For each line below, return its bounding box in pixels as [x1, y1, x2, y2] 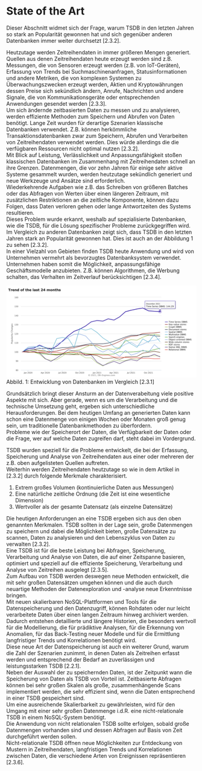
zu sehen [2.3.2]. [6, 241, 49, 248]
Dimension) [14, 497, 44, 504]
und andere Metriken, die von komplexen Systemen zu [6, 74, 142, 82]
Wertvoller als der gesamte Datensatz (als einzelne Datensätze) [14, 503, 173, 511]
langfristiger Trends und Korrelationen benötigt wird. [6, 637, 137, 644]
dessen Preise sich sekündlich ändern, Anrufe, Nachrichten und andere [6, 87, 184, 94]
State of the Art [6, 4, 85, 18]
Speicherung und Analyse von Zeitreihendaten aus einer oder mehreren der [6, 453, 194, 460]
